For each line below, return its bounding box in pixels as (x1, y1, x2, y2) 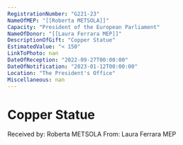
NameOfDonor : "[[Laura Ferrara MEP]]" (7, 30, 122, 37)
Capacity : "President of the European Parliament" (7, 23, 160, 30)
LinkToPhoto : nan (7, 50, 59, 57)
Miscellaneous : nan (7, 76, 65, 83)
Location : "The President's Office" (7, 69, 116, 76)
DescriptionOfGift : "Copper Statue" (7, 37, 116, 44)
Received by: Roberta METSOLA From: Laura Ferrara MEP (7, 130, 177, 139)
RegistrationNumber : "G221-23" (7, 10, 100, 18)
